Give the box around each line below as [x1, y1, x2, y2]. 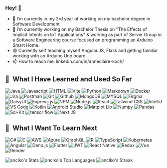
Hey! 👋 [5, 4, 21, 11]
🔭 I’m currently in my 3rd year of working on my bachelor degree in [12, 16, 151, 22]
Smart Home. [12, 42, 40, 48]
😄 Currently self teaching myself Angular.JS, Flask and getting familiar [12, 47, 158, 54]
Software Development [12, 21, 60, 27]
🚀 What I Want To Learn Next [5, 124, 97, 132]
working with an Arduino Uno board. [12, 53, 87, 59]
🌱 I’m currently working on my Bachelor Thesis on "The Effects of [12, 26, 147, 32]
